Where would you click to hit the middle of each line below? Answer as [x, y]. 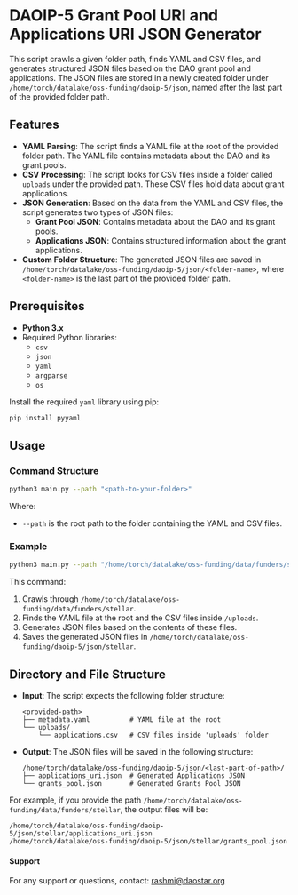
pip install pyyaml [45, 418]
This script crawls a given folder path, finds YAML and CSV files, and [135, 59]
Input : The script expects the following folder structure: [123, 695]
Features [34, 125]
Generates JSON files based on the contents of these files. [129, 627]
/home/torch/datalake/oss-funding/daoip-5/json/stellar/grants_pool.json [149, 841]
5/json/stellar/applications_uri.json [81, 833]
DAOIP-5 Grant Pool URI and [114, 16]
